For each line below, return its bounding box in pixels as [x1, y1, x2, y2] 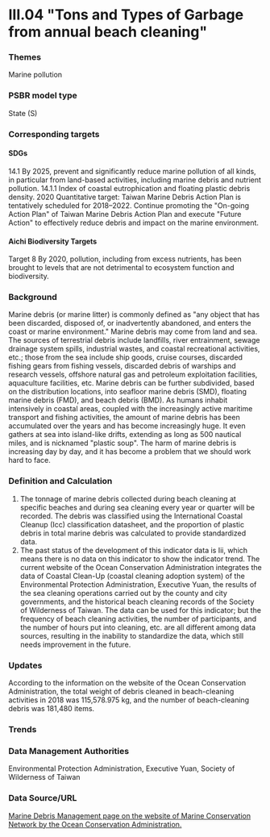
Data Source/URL [8, 793, 77, 804]
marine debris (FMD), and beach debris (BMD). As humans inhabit [8, 395, 228, 405]
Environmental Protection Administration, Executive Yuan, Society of [8, 764, 235, 773]
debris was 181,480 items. [8, 704, 95, 713]
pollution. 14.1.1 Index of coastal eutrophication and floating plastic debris [8, 183, 251, 193]
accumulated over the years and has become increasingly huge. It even [8, 421, 246, 431]
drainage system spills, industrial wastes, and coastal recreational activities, [8, 344, 260, 354]
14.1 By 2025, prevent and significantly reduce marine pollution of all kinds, [8, 166, 256, 176]
